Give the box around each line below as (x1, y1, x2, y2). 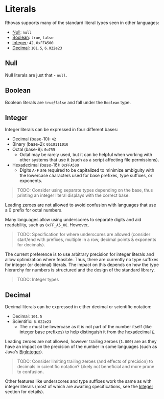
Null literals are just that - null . (5, 72, 67, 78)
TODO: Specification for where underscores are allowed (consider (17, 232, 151, 238)
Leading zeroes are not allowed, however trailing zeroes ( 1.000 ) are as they (5, 339, 157, 345)
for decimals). (17, 242, 46, 248)
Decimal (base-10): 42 (12, 136, 56, 142)
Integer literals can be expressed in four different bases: (5, 127, 118, 133)
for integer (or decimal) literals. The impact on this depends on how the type (5, 262, 159, 268)
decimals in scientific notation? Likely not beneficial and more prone (17, 364, 155, 370)
